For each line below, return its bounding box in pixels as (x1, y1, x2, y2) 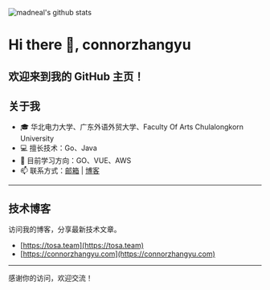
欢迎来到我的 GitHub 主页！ (8, 69, 145, 84)
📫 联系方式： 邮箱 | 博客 (19, 165, 100, 176)
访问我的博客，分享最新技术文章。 (8, 225, 121, 235)
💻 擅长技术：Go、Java (19, 143, 98, 153)
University (19, 133, 55, 144)
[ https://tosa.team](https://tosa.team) (19, 241, 145, 251)
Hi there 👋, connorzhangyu (8, 36, 191, 54)
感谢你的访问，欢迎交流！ (8, 273, 93, 283)
